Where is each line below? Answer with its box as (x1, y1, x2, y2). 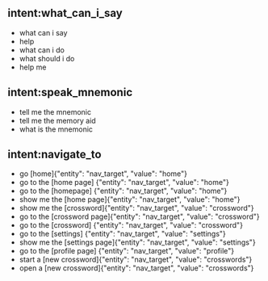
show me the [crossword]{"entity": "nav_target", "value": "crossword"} (19, 203, 255, 213)
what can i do (19, 44, 65, 55)
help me (19, 62, 47, 72)
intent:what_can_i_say (7, 6, 123, 20)
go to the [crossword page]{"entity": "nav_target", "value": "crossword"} (19, 212, 260, 221)
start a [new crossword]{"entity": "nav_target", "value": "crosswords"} (19, 254, 253, 265)
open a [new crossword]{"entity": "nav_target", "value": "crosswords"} (19, 263, 254, 273)
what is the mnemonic (19, 124, 94, 134)
